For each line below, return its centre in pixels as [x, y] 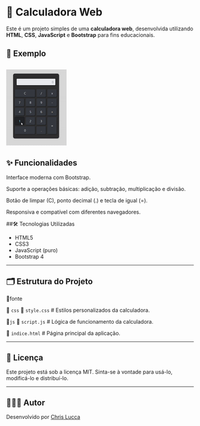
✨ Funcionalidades [42, 163]
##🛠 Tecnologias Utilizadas [40, 224]
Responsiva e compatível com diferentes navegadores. [74, 212]
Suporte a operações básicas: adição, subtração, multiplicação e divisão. [96, 189]
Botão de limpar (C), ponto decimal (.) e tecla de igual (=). [77, 200]
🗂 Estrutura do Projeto [50, 281]
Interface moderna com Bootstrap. [49, 177]
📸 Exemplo [26, 54]
